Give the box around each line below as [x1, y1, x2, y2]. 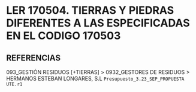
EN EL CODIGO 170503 [6, 29, 121, 42]
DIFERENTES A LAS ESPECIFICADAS [6, 16, 190, 30]
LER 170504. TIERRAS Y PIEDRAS [6, 4, 174, 17]
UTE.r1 [6, 81, 23, 87]
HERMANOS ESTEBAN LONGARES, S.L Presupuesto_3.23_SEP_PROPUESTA [6, 75, 185, 82]
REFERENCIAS [6, 53, 61, 63]
